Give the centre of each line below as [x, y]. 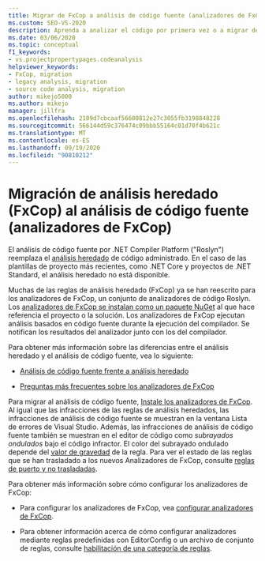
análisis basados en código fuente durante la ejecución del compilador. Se [129, 324]
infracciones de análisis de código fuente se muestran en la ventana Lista [128, 419]
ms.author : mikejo [38, 104]
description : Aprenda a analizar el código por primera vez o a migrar [128, 30]
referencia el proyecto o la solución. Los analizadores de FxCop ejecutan [127, 315]
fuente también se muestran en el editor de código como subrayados [121, 435]
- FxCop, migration [40, 74]
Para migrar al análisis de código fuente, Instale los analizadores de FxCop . [131, 402]
